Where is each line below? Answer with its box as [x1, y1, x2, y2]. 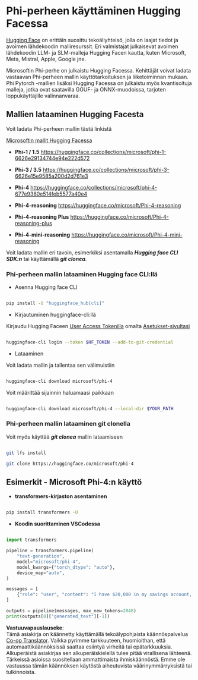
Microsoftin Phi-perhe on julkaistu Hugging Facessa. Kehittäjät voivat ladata [6, 67, 191, 74]
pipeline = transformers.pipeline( [6, 548, 94, 554]
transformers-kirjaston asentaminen [14, 493, 107, 500]
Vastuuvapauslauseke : [6, 624, 64, 631]
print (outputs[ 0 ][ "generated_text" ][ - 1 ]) [6, 613, 110, 619]
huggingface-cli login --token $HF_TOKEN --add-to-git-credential [6, 339, 174, 345]
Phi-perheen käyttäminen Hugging [6, 4, 181, 18]
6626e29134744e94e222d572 [14, 155, 90, 162]
